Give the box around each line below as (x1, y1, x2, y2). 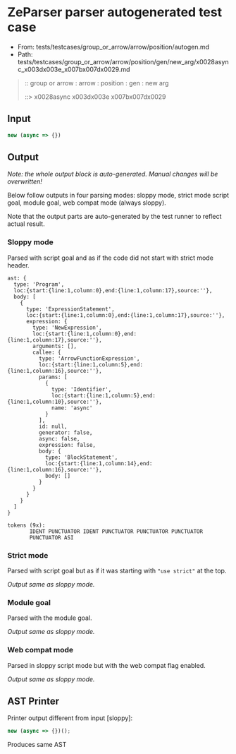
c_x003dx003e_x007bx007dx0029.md (17, 65, 130, 73)
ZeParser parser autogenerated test (7, 4, 223, 20)
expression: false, (38, 441, 97, 448)
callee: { (32, 349, 61, 356)
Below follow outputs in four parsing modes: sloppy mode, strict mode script (7, 191, 230, 200)
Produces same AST (7, 741, 67, 749)
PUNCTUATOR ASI (29, 534, 74, 541)
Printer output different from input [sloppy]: (7, 714, 132, 722)
